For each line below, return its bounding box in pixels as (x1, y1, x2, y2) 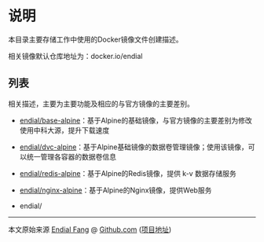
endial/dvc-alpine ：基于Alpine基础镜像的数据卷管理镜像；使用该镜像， (19, 142, 249, 152)
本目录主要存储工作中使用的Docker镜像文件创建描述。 (8, 35, 183, 44)
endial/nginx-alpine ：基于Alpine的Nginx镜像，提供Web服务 (19, 185, 212, 195)
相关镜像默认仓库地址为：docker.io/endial (8, 51, 143, 60)
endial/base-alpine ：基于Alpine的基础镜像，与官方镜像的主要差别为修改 (19, 115, 253, 125)
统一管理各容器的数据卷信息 (26, 152, 116, 161)
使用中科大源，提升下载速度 (19, 125, 110, 134)
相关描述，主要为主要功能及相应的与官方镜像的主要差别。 (8, 99, 194, 108)
